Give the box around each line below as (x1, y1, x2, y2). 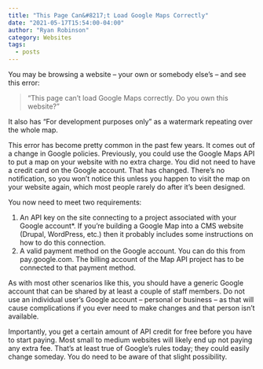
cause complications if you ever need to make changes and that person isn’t (8, 304, 255, 312)
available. (8, 312, 39, 321)
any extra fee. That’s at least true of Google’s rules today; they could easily (8, 344, 250, 352)
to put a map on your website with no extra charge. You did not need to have (8, 157, 256, 166)
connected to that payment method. (19, 263, 136, 272)
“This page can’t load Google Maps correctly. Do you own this (27, 94, 229, 102)
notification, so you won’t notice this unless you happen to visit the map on (8, 174, 250, 183)
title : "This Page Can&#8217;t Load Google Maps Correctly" (8, 11, 210, 20)
